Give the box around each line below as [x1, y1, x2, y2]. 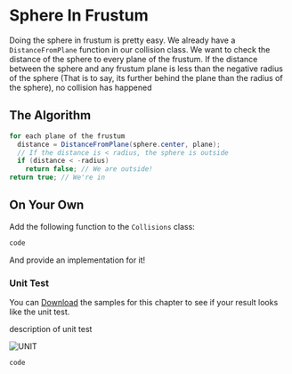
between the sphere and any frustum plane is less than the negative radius [9, 63, 283, 74]
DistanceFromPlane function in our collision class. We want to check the [9, 44, 271, 54]
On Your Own [9, 198, 85, 213]
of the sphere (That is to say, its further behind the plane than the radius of [9, 72, 283, 83]
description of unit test [9, 323, 93, 334]
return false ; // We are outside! [25, 165, 153, 174]
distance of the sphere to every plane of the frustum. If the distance [9, 53, 258, 64]
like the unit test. [9, 306, 70, 317]
